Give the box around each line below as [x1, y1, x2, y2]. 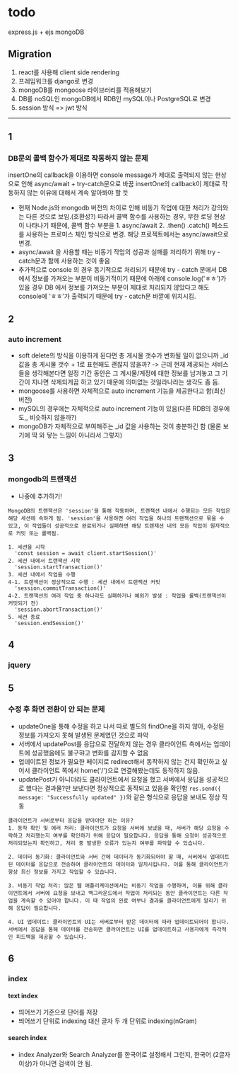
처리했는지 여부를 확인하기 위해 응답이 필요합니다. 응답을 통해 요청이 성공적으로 [25, 832, 227, 839]
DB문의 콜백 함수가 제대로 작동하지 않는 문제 [8, 154, 148, 164]
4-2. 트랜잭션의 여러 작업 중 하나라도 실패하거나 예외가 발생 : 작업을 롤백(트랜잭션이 [8, 592, 227, 599]
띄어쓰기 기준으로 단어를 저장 [18, 1008, 98, 1017]
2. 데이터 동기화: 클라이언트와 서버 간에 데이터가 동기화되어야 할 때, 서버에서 [8, 853, 208, 860]
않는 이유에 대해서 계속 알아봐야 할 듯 [26, 188, 129, 197]
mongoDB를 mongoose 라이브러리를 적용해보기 [18, 86, 153, 94]
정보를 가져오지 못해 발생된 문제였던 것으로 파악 [18, 731, 149, 739]
